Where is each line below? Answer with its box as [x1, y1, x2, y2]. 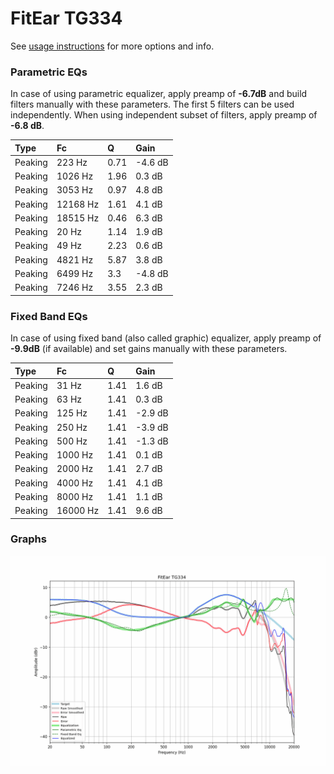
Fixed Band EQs [10, 309, 88, 323]
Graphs [10, 532, 47, 546]
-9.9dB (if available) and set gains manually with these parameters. [10, 343, 288, 355]
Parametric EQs [10, 65, 88, 79]
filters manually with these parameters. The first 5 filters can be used [10, 98, 295, 111]
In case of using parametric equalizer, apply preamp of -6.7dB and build [10, 88, 308, 100]
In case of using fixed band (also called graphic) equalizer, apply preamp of [10, 332, 322, 344]
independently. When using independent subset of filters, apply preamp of [10, 109, 318, 121]
